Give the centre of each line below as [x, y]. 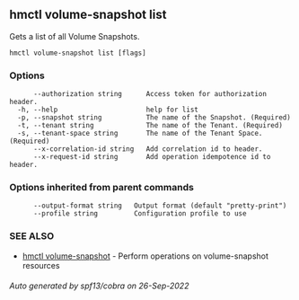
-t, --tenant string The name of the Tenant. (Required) [150, 126]
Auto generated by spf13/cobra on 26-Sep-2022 [99, 286]
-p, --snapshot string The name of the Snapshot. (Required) [154, 118]
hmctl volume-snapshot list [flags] [78, 53]
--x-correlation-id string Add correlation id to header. [148, 149]
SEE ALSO [32, 236]
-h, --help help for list [108, 110]
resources [41, 265]
